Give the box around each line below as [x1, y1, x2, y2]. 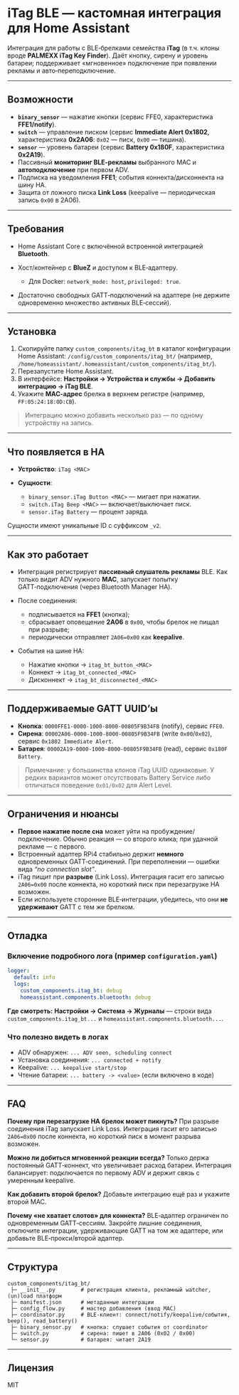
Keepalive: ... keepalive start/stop [17, 1063, 127, 1071]
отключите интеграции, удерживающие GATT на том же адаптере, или [7, 1226, 223, 1235]
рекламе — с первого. [17, 842, 87, 851]
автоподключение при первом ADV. [17, 165, 129, 174]
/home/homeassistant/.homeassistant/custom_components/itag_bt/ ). [17, 359, 217, 368]
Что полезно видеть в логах [7, 1031, 109, 1041]
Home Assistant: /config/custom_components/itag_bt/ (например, [17, 352, 213, 361]
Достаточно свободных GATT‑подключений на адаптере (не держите [17, 290, 230, 299]
